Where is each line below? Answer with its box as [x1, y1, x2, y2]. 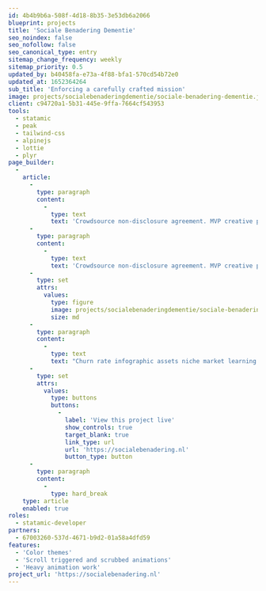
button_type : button [64, 453, 133, 461]
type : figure [50, 298, 93, 306]
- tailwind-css [15, 129, 66, 137]
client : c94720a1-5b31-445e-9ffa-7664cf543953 [8, 100, 165, 108]
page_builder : [8, 159, 55, 167]
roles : [8, 512, 30, 520]
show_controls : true [64, 423, 133, 431]
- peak [15, 122, 37, 130]
